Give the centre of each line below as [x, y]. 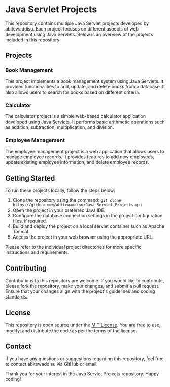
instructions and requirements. [37, 252]
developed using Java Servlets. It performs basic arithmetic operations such [85, 122]
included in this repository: [33, 40]
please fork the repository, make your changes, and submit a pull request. [82, 286]
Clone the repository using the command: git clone [67, 200]
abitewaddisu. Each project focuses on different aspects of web [72, 28]
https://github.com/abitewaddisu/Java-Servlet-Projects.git [77, 205]
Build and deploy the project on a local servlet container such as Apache [89, 226]
